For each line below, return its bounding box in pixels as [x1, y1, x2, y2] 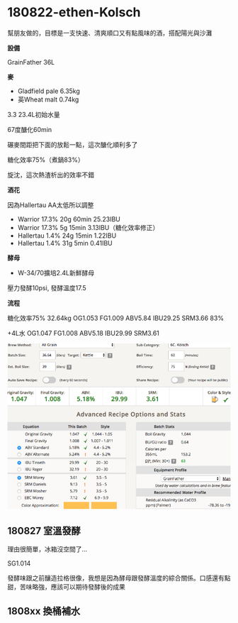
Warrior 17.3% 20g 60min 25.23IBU [17, 214, 120, 224]
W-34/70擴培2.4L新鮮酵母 [17, 268, 94, 277]
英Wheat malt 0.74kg [17, 95, 79, 104]
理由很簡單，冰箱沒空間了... [7, 545, 88, 553]
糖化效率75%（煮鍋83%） [7, 155, 84, 164]
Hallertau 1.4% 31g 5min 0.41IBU [17, 238, 113, 247]
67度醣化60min [7, 125, 52, 133]
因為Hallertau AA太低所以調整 [7, 200, 94, 209]
